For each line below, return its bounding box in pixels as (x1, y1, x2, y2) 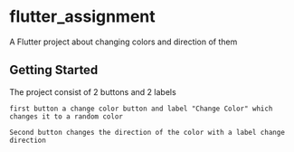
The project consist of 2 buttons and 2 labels (9, 86, 176, 97)
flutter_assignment (9, 6, 156, 27)
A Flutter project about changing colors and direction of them (9, 36, 238, 47)
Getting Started (9, 62, 99, 78)
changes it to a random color (9, 111, 124, 121)
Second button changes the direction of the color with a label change (9, 128, 285, 137)
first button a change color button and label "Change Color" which (9, 104, 273, 113)
